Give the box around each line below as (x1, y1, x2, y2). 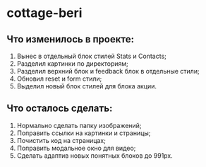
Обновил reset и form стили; (16, 74, 102, 83)
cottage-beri (6, 5, 83, 21)
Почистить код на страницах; (16, 136, 107, 144)
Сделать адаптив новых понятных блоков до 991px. (16, 151, 174, 160)
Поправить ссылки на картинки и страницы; (16, 129, 151, 137)
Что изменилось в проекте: (6, 33, 135, 45)
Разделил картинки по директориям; (16, 59, 128, 68)
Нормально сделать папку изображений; (16, 121, 142, 129)
